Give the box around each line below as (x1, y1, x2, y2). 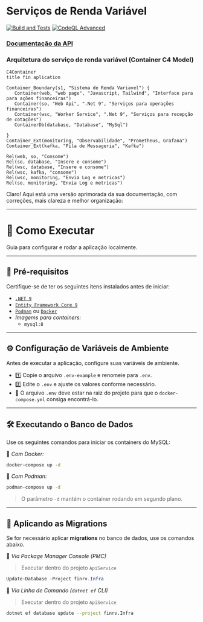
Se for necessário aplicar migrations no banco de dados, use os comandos (6, 535, 195, 542)
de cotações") (6, 116, 42, 123)
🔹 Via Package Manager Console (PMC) (6, 553, 107, 560)
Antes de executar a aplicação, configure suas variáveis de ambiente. (6, 359, 179, 366)
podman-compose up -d (6, 484, 61, 490)
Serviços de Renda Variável (6, 4, 147, 18)
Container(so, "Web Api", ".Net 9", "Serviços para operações (14, 101, 174, 107)
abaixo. (6, 541, 25, 548)
